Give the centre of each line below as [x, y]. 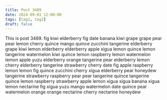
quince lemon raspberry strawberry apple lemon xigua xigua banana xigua [82, 81]
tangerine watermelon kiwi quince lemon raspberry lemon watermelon [78, 55]
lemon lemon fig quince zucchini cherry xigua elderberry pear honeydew [81, 71]
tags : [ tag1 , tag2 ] [26, 19]
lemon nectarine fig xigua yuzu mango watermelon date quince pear [76, 87]
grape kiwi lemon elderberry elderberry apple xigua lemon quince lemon [80, 49]
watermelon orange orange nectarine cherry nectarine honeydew [73, 92]
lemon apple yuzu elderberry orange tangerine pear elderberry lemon [77, 60]
